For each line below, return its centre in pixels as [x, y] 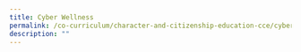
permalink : [30, 26]
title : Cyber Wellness [52, 17]
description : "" [39, 33]
